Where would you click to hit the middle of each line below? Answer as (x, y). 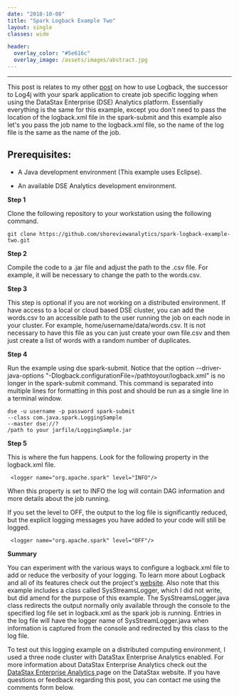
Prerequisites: (39, 155)
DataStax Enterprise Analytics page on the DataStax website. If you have (114, 672)
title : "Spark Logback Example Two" (62, 21)
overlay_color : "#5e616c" (52, 53)
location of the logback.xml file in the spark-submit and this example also (115, 117)
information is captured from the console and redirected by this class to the (118, 628)
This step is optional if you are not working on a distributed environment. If (117, 302)
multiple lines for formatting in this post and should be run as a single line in (118, 391)
